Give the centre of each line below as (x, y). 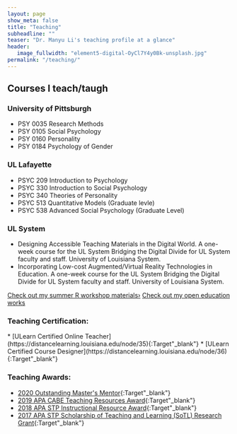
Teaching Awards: (39, 377)
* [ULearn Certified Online (45, 336)
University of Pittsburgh (50, 109)
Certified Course (31, 351)
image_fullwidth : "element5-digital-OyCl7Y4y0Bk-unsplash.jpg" (112, 54)
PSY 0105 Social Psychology (59, 131)
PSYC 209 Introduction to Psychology (73, 180)
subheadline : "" (31, 34)
